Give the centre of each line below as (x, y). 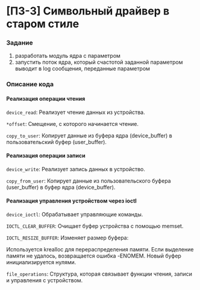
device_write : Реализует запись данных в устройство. (76, 169)
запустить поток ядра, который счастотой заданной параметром (99, 62)
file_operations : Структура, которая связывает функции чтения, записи (99, 274)
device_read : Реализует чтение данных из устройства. (76, 112)
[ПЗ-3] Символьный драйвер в (88, 11)
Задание (20, 43)
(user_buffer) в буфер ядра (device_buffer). (61, 187)
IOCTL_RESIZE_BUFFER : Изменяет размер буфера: (67, 238)
